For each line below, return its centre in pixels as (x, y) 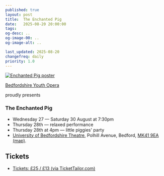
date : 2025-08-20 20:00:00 (36, 24)
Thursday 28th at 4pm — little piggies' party (58, 130)
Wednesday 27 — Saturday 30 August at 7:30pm (63, 119)
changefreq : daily (24, 56)
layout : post (19, 15)
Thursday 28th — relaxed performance (53, 125)
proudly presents (23, 95)
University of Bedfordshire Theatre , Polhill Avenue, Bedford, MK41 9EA (86, 135)
